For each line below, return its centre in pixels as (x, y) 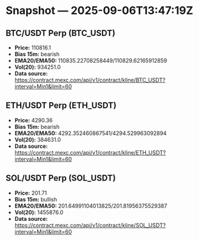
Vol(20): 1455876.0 (39, 212)
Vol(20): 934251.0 (38, 67)
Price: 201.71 (31, 193)
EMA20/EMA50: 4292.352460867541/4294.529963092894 (91, 133)
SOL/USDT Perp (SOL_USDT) (61, 178)
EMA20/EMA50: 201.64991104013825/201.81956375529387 (91, 206)
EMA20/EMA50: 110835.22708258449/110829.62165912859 (91, 61)
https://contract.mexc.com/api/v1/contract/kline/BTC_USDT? (90, 80)
